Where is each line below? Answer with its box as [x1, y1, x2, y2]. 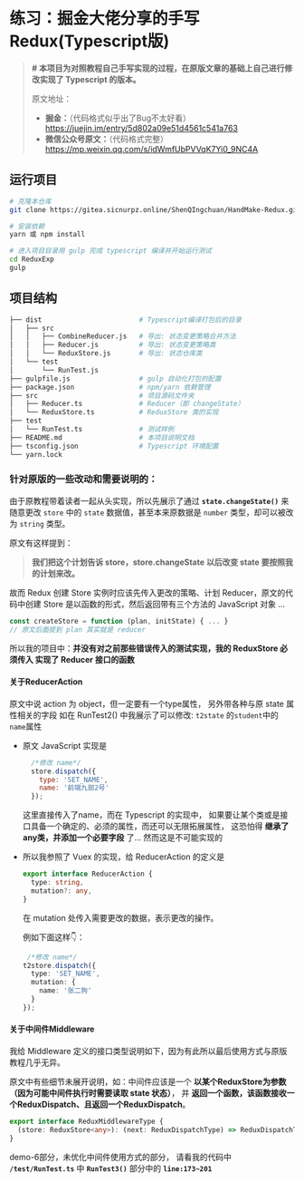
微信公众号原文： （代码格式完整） [44, 133, 169, 144]
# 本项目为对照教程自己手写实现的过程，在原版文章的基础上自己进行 [31, 63, 285, 73]
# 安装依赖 [9, 221, 45, 231]
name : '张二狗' [39, 986, 92, 995]
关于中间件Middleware [9, 1023, 95, 1034]
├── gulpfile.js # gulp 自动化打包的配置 [9, 373, 222, 383]
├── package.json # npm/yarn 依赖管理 [9, 383, 211, 392]
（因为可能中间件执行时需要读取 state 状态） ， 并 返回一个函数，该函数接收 [9, 1088, 287, 1099]
